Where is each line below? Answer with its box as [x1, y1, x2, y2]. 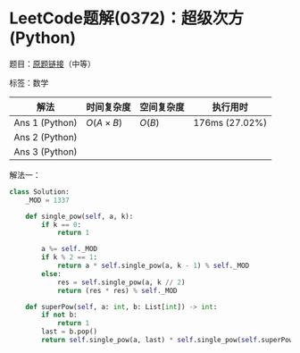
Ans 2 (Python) [13, 130, 78, 143]
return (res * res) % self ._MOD [56, 286, 178, 295]
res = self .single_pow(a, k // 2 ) [56, 278, 186, 287]
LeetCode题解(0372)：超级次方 [9, 8, 244, 29]
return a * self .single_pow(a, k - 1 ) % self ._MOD [56, 261, 250, 271]
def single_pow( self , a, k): [25, 212, 134, 221]
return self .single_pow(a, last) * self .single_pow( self [41, 336, 257, 345]
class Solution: [9, 187, 70, 197]
